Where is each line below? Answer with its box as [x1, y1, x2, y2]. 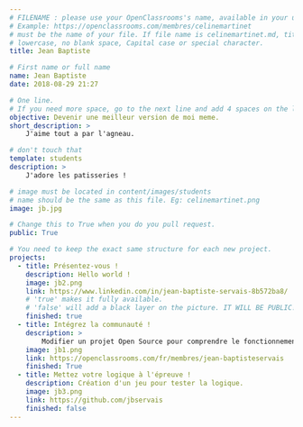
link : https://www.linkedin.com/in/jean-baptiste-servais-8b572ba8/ [25, 286, 289, 295]
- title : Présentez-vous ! [17, 261, 119, 270]
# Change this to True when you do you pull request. [9, 220, 216, 230]
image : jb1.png [25, 345, 83, 354]
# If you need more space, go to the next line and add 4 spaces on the [9, 104, 289, 114]
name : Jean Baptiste [9, 71, 87, 81]
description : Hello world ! [25, 269, 131, 279]
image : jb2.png [25, 278, 83, 287]
